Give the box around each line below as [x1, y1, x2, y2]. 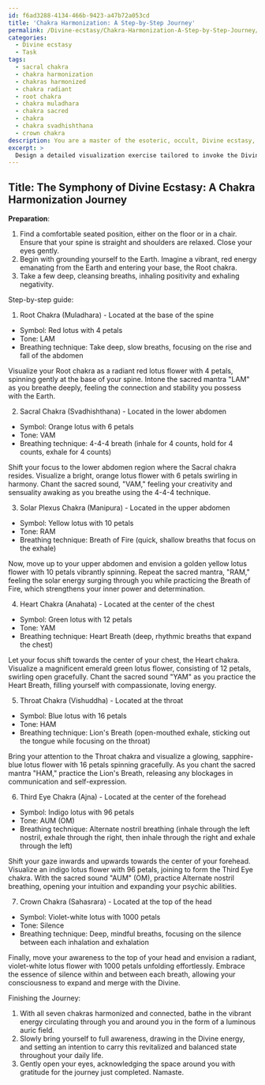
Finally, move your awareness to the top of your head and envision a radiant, [8, 953, 257, 962]
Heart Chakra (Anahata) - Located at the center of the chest [19, 599, 215, 609]
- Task [15, 48, 37, 56]
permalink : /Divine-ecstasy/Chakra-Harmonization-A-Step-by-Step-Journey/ [8, 26, 259, 34]
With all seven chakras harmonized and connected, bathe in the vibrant [19, 1009, 252, 1019]
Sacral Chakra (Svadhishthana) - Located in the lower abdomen [19, 406, 227, 416]
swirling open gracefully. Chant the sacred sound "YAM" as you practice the [8, 672, 256, 682]
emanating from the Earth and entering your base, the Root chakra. [19, 263, 238, 273]
